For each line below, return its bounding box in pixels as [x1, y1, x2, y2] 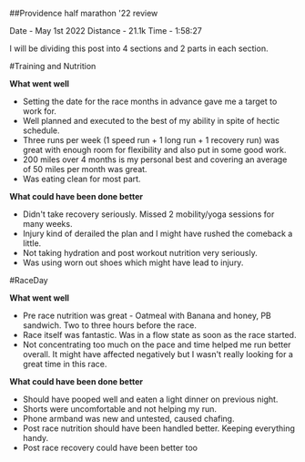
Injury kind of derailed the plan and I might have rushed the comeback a [22, 228, 293, 239]
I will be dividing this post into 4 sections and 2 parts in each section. [9, 43, 269, 54]
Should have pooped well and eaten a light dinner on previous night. [22, 394, 279, 405]
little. [22, 238, 42, 249]
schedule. [22, 125, 61, 136]
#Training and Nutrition [9, 61, 97, 71]
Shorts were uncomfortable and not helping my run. [22, 404, 217, 414]
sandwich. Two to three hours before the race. [22, 320, 198, 331]
